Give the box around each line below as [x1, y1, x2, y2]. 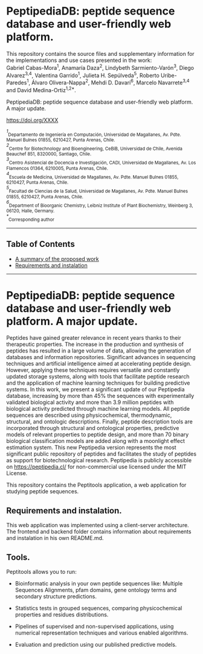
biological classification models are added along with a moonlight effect [6, 437, 185, 445]
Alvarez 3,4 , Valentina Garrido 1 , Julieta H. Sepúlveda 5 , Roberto [6, 70, 160, 79]
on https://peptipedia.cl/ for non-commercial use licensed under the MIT [6, 463, 187, 471]
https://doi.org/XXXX [6, 116, 59, 124]
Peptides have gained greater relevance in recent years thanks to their [6, 334, 181, 342]
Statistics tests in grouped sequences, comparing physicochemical [14, 605, 182, 612]
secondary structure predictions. [14, 593, 97, 600]
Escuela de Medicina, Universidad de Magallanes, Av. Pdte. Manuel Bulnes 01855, [8, 174, 179, 180]
